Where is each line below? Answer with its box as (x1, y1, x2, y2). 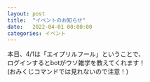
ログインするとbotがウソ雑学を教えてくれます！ (7, 59, 146, 67)
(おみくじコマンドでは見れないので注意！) (7, 67, 129, 76)
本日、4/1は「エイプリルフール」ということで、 (7, 50, 145, 58)
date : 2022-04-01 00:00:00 (7, 23, 93, 30)
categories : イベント (7, 29, 67, 37)
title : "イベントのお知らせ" (7, 17, 86, 24)
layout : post (7, 10, 46, 18)
